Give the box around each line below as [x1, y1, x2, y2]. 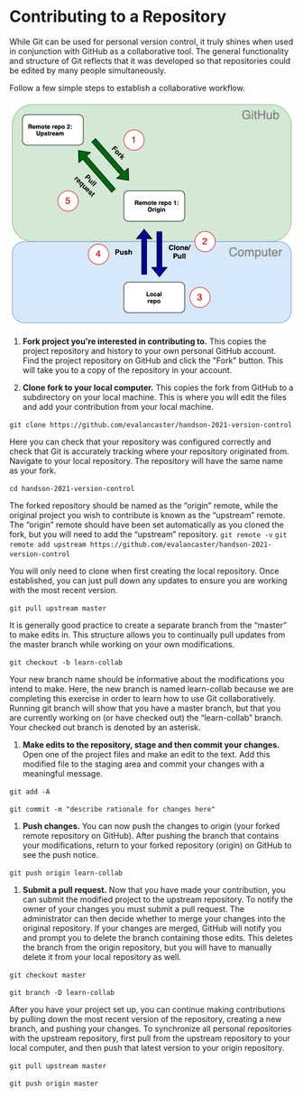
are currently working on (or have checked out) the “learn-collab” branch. [9, 711, 284, 723]
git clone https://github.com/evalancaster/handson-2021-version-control [9, 420, 293, 430]
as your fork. [9, 465, 57, 476]
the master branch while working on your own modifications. [9, 638, 235, 649]
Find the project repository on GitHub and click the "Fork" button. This [22, 355, 284, 366]
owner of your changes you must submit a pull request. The [22, 903, 245, 914]
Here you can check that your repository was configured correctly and [9, 436, 272, 447]
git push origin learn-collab [9, 869, 124, 878]
